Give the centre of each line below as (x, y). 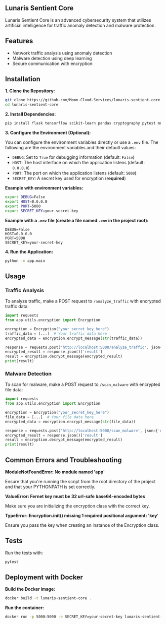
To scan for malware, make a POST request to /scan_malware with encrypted (83, 384)
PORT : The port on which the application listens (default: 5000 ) (74, 173)
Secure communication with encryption (52, 63)
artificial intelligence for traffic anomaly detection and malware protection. (80, 25)
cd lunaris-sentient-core (32, 105)
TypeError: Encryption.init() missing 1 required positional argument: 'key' (82, 515)
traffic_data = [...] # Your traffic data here (56, 334)
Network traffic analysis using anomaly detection (62, 53)
